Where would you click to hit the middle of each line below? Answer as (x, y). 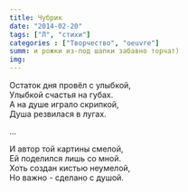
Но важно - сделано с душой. (67, 178)
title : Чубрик (36, 18)
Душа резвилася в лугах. (58, 114)
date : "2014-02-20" (46, 26)
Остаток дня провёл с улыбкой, (70, 85)
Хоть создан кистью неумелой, (70, 168)
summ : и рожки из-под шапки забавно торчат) (94, 51)
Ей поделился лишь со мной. (66, 158)
